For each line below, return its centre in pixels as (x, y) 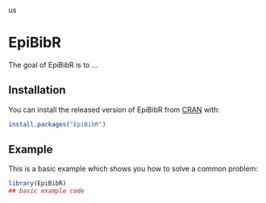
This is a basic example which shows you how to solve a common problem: (133, 169)
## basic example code (46, 191)
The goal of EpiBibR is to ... (53, 64)
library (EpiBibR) (37, 184)
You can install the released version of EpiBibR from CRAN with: (114, 110)
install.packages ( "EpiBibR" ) (57, 124)
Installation (37, 90)
